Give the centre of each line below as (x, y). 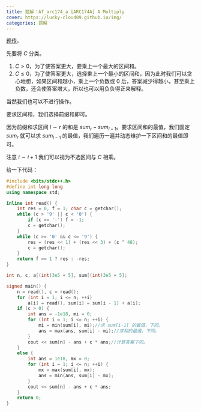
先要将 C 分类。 (25, 53)
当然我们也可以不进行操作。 (40, 101)
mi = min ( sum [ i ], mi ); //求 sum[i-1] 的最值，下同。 (100, 326)
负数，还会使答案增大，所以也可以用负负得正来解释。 (81, 89)
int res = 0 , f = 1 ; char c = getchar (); (70, 209)
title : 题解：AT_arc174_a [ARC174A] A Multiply (65, 12)
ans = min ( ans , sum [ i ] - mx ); (76, 375)
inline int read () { (32, 203)
